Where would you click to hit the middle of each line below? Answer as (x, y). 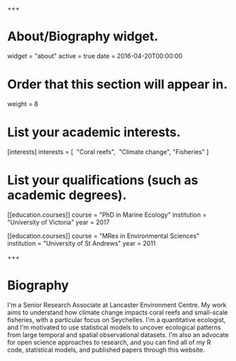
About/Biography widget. (83, 37)
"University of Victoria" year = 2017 (59, 222)
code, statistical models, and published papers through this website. (106, 350)
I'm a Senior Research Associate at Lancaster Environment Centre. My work (117, 305)
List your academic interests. (94, 133)
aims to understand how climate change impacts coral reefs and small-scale (118, 312)
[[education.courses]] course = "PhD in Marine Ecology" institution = (107, 215)
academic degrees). (67, 195)
